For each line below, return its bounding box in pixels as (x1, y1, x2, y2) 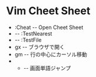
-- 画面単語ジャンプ (23, 64, 71, 72)
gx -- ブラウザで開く (14, 43, 65, 50)
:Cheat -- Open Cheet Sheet (14, 24, 84, 31)
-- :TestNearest (14, 30, 52, 37)
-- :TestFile (14, 36, 42, 43)
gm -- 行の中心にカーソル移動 (14, 50, 87, 57)
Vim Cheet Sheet (6, 4, 91, 18)
